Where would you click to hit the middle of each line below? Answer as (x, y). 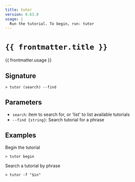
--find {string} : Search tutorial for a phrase (58, 119)
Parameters (24, 102)
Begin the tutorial (23, 147)
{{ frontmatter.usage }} (29, 60)
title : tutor (19, 10)
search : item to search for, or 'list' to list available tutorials (71, 114)
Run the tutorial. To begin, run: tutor (52, 24)
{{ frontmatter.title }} (56, 47)
